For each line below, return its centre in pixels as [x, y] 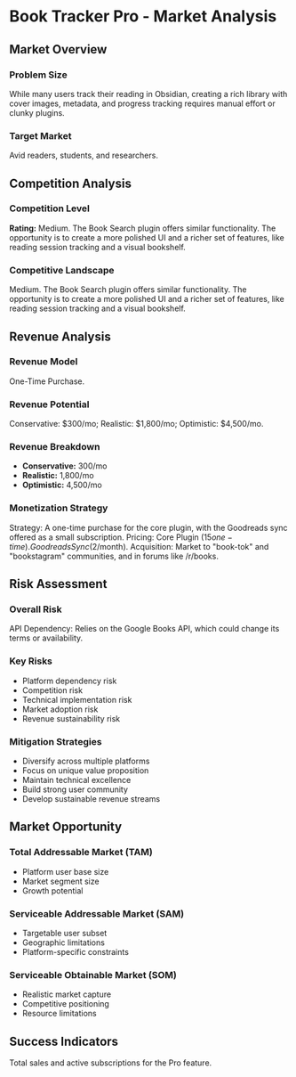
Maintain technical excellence [76, 780]
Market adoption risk [60, 709]
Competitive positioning [65, 1004]
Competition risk [52, 690]
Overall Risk [36, 609]
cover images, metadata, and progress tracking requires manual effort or [142, 103]
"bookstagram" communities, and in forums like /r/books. [114, 556]
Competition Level [50, 208]
